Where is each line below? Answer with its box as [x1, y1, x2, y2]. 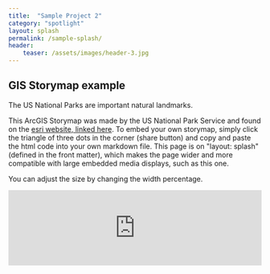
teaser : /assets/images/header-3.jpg [22, 49, 149, 57]
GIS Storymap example [8, 79, 126, 92]
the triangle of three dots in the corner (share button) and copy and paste [8, 133, 252, 142]
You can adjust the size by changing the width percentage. [8, 174, 203, 183]
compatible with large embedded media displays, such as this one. [8, 158, 229, 168]
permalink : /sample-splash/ [8, 34, 103, 43]
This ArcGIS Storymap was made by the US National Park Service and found [8, 116, 261, 125]
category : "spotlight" [8, 19, 84, 27]
